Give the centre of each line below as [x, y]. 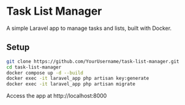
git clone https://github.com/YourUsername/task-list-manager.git [93, 61]
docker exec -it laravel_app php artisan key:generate [78, 78]
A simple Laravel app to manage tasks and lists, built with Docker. [89, 28]
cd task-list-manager [34, 67]
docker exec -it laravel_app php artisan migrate [71, 84]
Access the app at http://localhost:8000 [57, 96]
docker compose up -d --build [45, 73]
